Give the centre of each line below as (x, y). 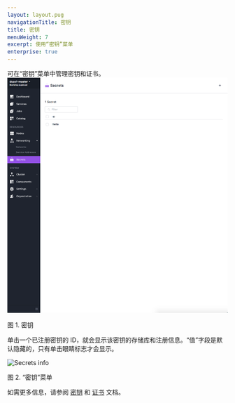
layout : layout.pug (36, 15)
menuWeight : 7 (28, 37)
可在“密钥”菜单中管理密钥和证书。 (56, 73)
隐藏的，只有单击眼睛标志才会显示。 (65, 349)
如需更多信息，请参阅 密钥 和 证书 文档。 (66, 392)
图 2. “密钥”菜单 (30, 377)
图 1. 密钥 (20, 325)
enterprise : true (33, 52)
